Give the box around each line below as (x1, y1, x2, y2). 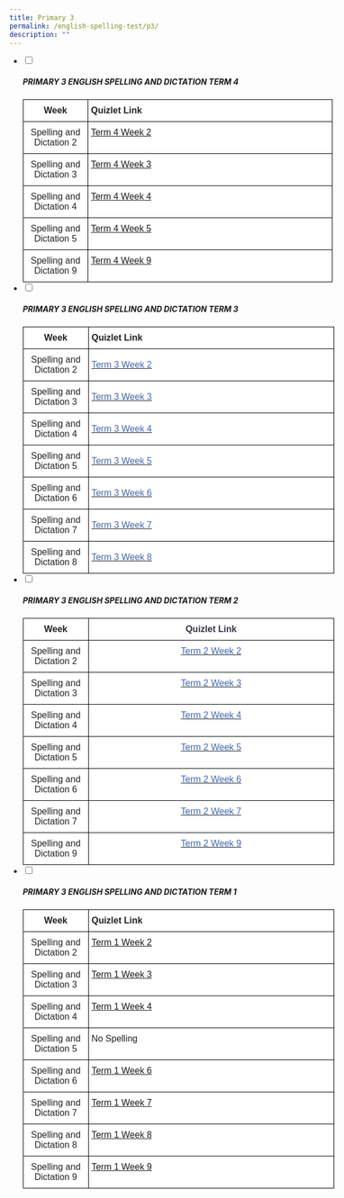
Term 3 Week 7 (91, 519, 152, 531)
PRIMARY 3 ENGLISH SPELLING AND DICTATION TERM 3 (22, 303, 239, 314)
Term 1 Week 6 (91, 1066, 152, 1076)
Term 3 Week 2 (91, 359, 152, 370)
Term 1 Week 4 (91, 1001, 152, 1013)
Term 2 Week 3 (180, 678, 241, 689)
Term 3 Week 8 (91, 552, 152, 563)
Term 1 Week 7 (91, 1097, 152, 1108)
